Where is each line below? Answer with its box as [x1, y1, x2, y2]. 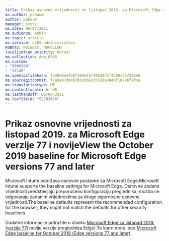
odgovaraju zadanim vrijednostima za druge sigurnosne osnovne [5, 194, 140, 200]
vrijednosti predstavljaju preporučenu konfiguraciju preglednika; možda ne [5, 189, 160, 195]
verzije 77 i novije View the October [5, 140, 154, 151]
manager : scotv [5, 21, 37, 27]
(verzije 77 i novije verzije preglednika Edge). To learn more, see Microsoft [5, 225, 157, 231]
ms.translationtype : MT [5, 82, 55, 87]
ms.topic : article [5, 36, 44, 41]
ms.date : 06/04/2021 [5, 26, 49, 31]
